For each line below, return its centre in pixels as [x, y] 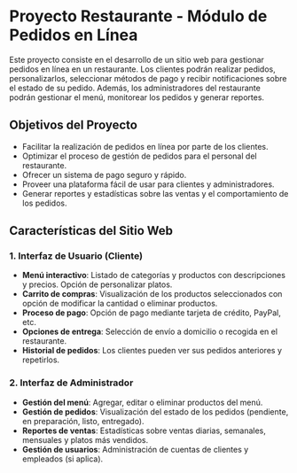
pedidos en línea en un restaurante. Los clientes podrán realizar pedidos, [143, 69]
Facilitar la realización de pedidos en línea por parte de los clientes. [145, 146]
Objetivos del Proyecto [73, 125]
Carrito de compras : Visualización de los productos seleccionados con [152, 294]
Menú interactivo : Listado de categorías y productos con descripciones [154, 275]
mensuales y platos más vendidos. [85, 439]
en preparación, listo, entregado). [83, 421]
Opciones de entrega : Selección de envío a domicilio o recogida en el [149, 332]
